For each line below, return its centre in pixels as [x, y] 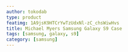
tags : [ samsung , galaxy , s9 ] [43, 34]
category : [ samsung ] [32, 39]
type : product [24, 17]
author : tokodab [26, 12]
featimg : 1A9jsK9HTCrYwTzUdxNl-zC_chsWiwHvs [63, 23]
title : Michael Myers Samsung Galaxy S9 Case [64, 28]
